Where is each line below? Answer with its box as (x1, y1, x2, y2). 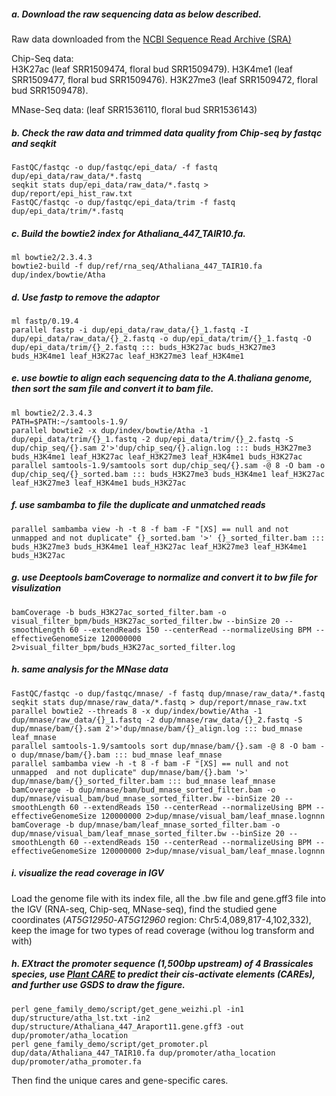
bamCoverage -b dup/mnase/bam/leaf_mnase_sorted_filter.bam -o (11, 820, 281, 830)
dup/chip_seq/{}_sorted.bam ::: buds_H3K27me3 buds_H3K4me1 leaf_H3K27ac (11, 469, 326, 479)
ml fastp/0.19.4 (11, 316, 79, 326)
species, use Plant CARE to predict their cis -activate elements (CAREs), (11, 968, 316, 980)
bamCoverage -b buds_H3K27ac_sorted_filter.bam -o (11, 607, 227, 617)
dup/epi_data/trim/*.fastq (11, 206, 124, 216)
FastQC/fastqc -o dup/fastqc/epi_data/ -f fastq (11, 162, 218, 172)
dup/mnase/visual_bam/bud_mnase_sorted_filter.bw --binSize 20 (11, 793, 281, 804)
